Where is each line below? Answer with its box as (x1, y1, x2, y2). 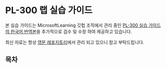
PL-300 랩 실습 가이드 (5, 5, 93, 16)
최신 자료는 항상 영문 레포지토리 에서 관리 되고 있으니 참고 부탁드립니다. (5, 39, 144, 45)
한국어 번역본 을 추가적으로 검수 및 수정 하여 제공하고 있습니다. (10, 28, 133, 34)
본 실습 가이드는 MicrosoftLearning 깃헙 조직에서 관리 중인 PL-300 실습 (5, 22, 148, 28)
